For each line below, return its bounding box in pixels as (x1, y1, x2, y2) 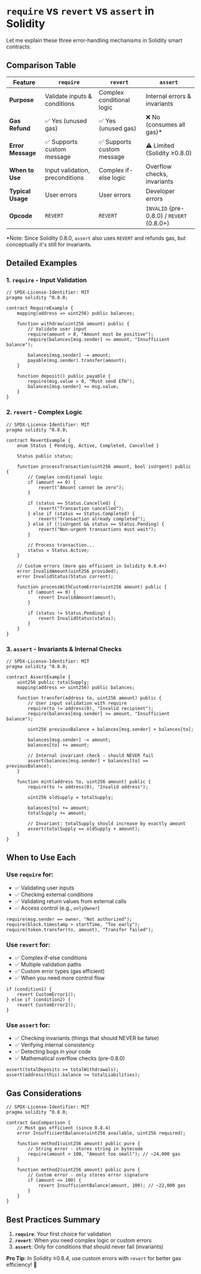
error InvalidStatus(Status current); (17, 573, 114, 580)
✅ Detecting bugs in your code (14, 1048, 92, 1055)
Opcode (9, 211, 33, 220)
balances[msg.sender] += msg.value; (28, 384, 119, 390)
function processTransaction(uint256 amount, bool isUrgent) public (17, 464, 191, 470)
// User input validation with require (28, 700, 127, 706)
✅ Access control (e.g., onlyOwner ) (14, 904, 100, 912)
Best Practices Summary (6, 1214, 100, 1224)
